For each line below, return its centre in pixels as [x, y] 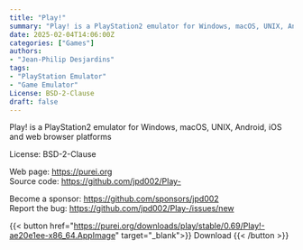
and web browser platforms [60, 137]
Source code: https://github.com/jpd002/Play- [96, 181]
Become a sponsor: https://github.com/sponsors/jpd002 [114, 199]
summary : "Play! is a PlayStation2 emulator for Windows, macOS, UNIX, [147, 26]
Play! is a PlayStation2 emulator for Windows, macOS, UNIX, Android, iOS [146, 127]
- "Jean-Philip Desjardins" [62, 60]
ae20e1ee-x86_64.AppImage [62, 236]
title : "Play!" [38, 18]
